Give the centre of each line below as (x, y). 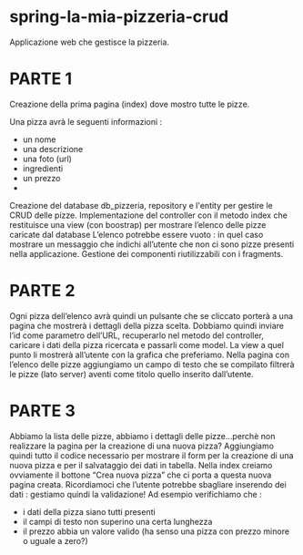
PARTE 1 (41, 79)
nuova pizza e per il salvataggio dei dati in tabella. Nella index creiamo (141, 465)
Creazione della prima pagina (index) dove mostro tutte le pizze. (130, 104)
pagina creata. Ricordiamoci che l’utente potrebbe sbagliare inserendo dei (148, 484)
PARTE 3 (42, 411)
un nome (39, 139)
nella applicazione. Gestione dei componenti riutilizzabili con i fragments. (146, 253)
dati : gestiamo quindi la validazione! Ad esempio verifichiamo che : (136, 494)
